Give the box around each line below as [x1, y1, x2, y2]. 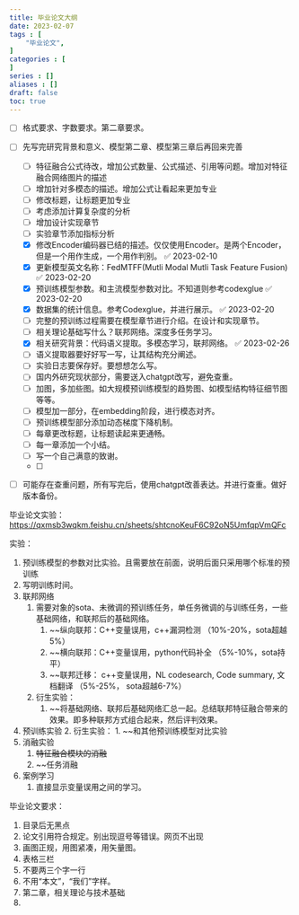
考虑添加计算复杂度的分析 [35, 206, 131, 216]
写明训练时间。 [22, 579, 78, 590]
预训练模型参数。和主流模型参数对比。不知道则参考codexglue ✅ [35, 284, 272, 294]
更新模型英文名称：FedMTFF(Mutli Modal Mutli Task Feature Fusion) [35, 261, 288, 272]
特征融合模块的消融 [35, 747, 108, 759]
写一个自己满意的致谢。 [35, 450, 123, 461]
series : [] [9, 72, 54, 81]
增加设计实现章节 [35, 216, 100, 227]
